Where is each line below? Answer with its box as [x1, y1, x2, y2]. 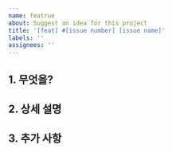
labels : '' [8, 33, 45, 42]
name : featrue [8, 11, 56, 20]
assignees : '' [8, 41, 56, 49]
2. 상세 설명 [8, 102, 62, 115]
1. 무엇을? [8, 72, 54, 86]
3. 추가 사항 [8, 132, 62, 146]
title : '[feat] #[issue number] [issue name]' [8, 26, 166, 34]
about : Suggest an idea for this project [8, 19, 148, 27]
